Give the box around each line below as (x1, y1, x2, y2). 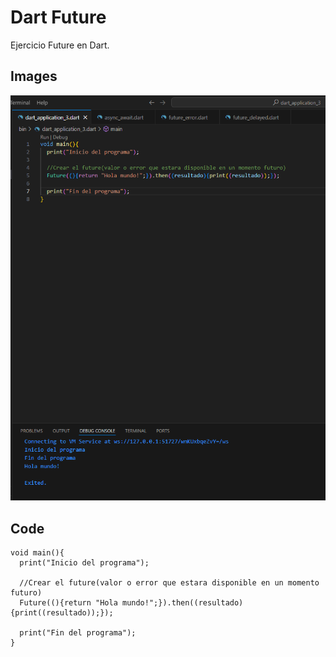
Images (10, 68, 58, 85)
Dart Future (10, 6, 107, 29)
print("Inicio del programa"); (19, 558, 150, 568)
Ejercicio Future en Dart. (10, 39, 110, 51)
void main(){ (10, 548, 65, 558)
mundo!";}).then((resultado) (121, 598, 244, 608)
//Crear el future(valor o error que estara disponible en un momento (19, 578, 320, 588)
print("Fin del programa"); (19, 628, 137, 638)
